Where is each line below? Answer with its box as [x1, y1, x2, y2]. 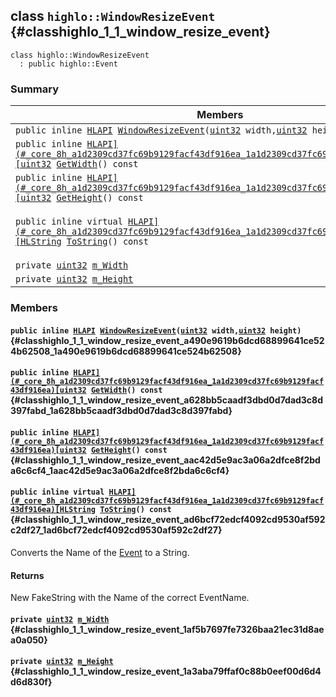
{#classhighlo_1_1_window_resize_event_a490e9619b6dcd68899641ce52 [10, 334, 325, 346]
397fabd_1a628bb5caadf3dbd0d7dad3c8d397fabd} [10, 405, 233, 417]
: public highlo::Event [19, 59, 118, 69]
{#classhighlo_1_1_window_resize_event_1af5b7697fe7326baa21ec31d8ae [10, 623, 325, 635]
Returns [10, 569, 45, 581]
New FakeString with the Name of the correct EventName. [10, 592, 250, 604]
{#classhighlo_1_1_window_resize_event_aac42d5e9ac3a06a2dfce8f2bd [10, 454, 321, 466]
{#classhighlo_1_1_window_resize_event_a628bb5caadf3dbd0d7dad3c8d [10, 394, 324, 406]
